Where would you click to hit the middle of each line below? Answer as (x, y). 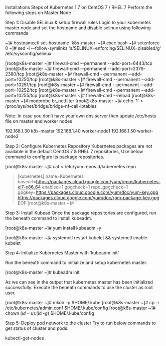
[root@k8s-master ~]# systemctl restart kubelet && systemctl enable (76, 238)
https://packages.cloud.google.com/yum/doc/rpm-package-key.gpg (88, 198)
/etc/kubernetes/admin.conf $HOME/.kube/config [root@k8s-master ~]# (80, 308)
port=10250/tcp (21, 79)
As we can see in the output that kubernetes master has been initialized (79, 282)
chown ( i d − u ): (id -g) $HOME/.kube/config (50, 313)
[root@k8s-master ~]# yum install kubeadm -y (53, 228)
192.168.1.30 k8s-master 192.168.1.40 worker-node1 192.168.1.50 (71, 131)
